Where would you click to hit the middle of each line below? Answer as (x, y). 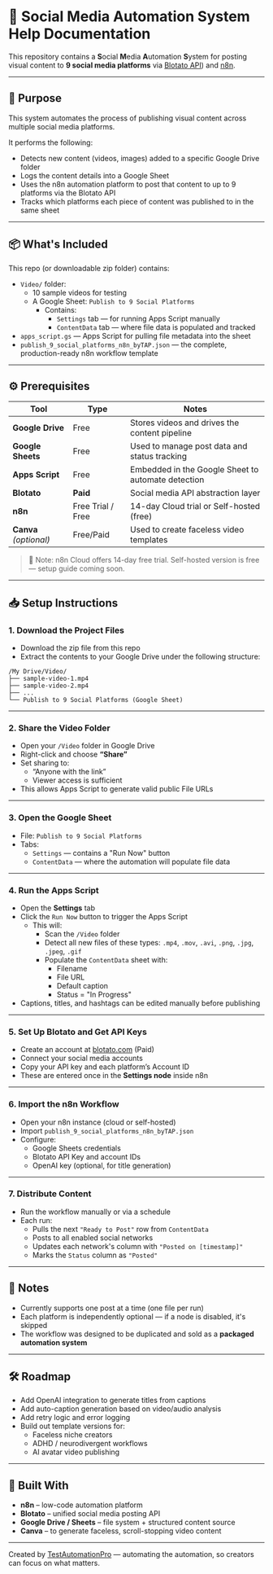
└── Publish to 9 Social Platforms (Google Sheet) (96, 700)
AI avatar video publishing (76, 1452)
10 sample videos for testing (80, 292)
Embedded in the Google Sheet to (194, 470)
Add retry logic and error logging (75, 1418)
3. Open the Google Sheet (60, 818)
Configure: (38, 1139)
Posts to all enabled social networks (93, 1238)
